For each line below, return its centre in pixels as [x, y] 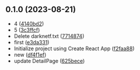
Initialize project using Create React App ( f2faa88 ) [74, 48]
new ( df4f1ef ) [30, 54]
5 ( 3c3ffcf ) [27, 30]
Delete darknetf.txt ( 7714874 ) [49, 36]
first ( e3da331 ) [32, 42]
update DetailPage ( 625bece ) [49, 61]
